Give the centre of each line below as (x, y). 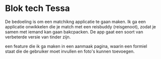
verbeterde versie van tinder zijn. (38, 37)
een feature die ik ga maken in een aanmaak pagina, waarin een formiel (76, 46)
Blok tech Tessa (37, 8)
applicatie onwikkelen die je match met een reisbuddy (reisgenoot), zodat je (80, 26)
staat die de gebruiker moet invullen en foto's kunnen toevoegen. (70, 51)
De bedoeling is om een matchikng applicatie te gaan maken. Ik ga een (75, 22)
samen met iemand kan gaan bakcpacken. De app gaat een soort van (74, 32)
